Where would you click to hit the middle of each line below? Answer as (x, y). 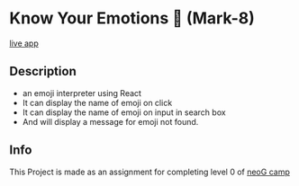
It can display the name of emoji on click (97, 102)
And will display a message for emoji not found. (110, 121)
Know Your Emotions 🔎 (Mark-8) (132, 18)
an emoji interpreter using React (82, 93)
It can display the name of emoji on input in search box (124, 112)
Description (43, 71)
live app (24, 43)
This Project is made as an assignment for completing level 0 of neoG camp (149, 172)
